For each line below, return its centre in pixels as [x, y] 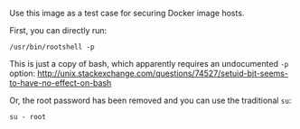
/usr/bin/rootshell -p [52, 47]
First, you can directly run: [58, 30]
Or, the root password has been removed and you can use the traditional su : [150, 100]
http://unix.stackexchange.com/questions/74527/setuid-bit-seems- [163, 73]
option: [23, 73]
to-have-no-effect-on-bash [61, 83]
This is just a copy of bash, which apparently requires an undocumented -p [149, 64]
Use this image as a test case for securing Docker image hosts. [127, 13]
